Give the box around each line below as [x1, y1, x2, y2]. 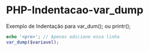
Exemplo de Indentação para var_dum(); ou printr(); [6, 23, 131, 30]
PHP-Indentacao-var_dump [6, 3, 144, 17]
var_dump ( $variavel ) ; [6, 39, 59, 45]
